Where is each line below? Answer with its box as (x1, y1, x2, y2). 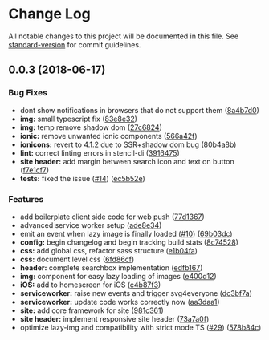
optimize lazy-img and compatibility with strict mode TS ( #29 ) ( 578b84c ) (19, 322, 262, 332)
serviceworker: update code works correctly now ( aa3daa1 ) (19, 297, 220, 306)
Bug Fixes (8, 87, 48, 99)
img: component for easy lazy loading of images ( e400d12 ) (19, 271, 217, 281)
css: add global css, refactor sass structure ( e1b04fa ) (19, 245, 198, 255)
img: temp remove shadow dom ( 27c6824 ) (19, 122, 162, 132)
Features (8, 193, 44, 204)
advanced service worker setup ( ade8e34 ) (19, 220, 162, 229)
